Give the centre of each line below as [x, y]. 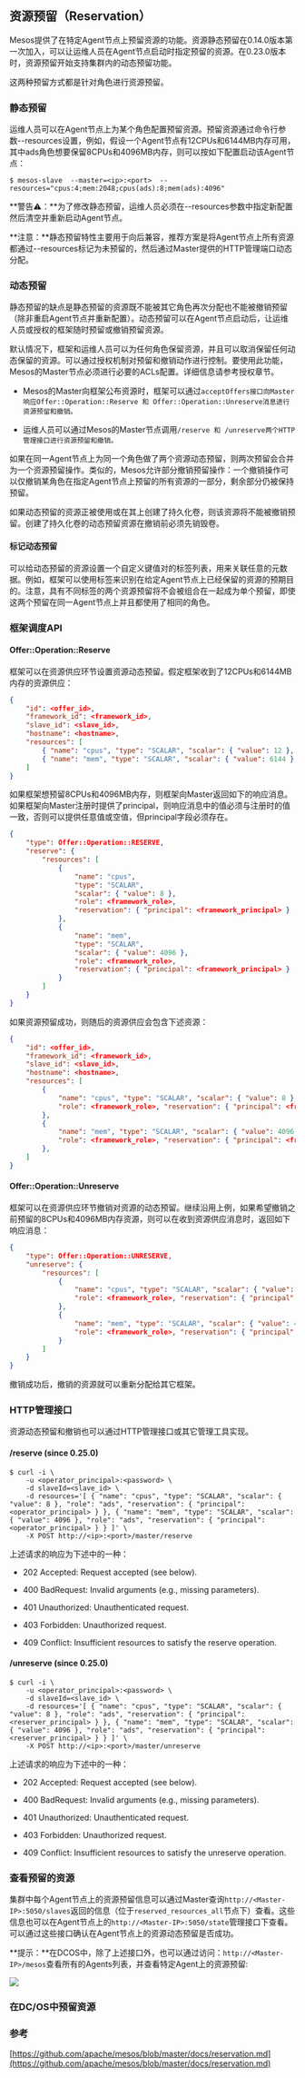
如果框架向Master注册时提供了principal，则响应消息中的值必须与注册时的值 [150, 806]
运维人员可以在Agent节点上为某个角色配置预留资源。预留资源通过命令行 [144, 129]
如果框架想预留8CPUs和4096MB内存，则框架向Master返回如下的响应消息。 [151, 794]
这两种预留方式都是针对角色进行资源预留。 [89, 82]
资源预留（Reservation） [80, 16]
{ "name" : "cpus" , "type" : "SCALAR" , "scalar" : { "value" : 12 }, [168, 751]
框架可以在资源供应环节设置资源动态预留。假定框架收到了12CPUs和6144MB [151, 671]
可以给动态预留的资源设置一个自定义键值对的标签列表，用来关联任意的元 [144, 568]
